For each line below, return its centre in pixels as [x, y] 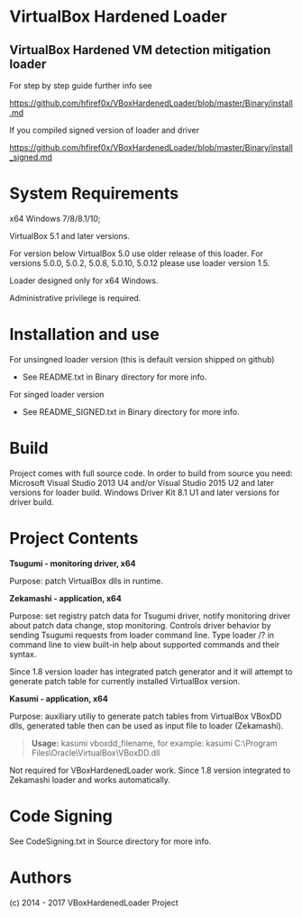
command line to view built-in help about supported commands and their [145, 644]
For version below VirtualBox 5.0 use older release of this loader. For [137, 253]
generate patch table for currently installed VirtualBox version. [125, 681]
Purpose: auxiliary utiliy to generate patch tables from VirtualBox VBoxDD [146, 716]
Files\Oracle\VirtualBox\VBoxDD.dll [96, 752]
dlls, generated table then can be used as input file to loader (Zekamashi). [146, 725]
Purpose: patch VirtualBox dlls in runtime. [87, 581]
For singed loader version [57, 394]
